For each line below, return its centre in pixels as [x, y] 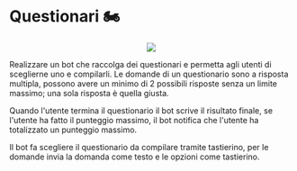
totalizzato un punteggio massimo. [73, 130]
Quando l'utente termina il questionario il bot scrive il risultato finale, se [141, 110]
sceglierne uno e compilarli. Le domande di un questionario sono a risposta [149, 74]
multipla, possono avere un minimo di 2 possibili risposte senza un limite [143, 83]
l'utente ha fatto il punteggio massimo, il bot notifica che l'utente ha [134, 120]
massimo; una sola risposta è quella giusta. [89, 93]
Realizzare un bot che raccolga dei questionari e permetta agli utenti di [140, 64]
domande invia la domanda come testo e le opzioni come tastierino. [135, 157]
